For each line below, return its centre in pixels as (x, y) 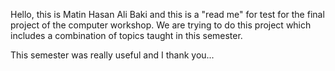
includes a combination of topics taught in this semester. (126, 35)
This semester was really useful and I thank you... (112, 55)
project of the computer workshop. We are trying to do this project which (161, 25)
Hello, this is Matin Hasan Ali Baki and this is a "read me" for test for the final (167, 14)
